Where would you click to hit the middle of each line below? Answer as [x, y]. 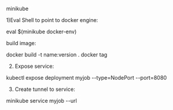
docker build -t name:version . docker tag [57, 55]
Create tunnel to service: [45, 89]
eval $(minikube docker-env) [41, 32]
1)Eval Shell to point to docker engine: [52, 20]
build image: [21, 43]
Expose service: [34, 66]
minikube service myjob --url [41, 101]
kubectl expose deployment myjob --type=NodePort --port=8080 [86, 78]
